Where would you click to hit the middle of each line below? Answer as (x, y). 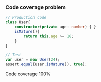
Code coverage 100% (28, 74)
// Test (13, 55)
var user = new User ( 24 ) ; (32, 60)
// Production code (26, 18)
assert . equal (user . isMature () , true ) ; (46, 64)
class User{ (18, 22)
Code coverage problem (36, 7)
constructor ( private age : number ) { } (55, 27)
